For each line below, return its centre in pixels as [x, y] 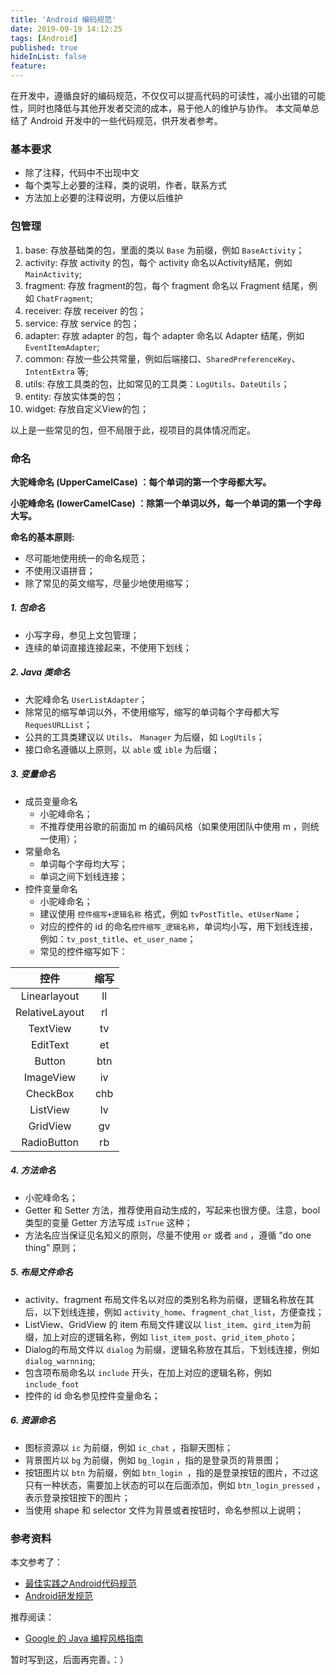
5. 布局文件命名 [41, 1272]
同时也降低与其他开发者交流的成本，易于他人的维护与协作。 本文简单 [169, 108]
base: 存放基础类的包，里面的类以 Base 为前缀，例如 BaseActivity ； [164, 250]
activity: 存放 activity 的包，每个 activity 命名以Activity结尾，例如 [158, 262]
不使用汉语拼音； [60, 570]
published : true [44, 47]
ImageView [50, 1077]
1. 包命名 [28, 608]
